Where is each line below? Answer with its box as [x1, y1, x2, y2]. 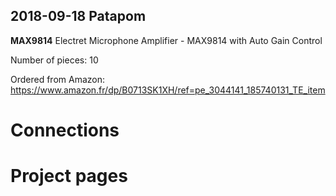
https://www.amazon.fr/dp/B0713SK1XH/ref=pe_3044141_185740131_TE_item [10, 84, 326, 96]
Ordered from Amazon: [10, 73, 106, 85]
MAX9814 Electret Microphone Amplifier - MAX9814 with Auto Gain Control [10, 34, 323, 46]
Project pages [10, 165, 128, 188]
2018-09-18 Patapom [10, 8, 147, 25]
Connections [10, 119, 120, 141]
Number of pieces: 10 [10, 54, 99, 66]
